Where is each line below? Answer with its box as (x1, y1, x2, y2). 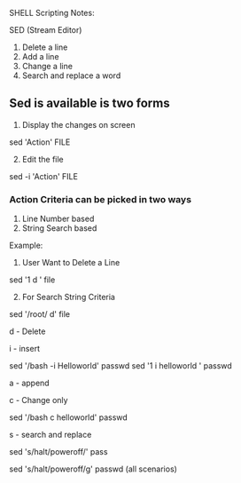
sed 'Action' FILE (9, 137, 71, 147)
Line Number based (21, 213, 95, 225)
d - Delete (9, 326, 46, 337)
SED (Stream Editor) (9, 25, 82, 35)
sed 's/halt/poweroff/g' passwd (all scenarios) (9, 463, 177, 474)
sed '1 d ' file (9, 274, 56, 285)
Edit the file (21, 154, 64, 164)
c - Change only (9, 395, 68, 406)
